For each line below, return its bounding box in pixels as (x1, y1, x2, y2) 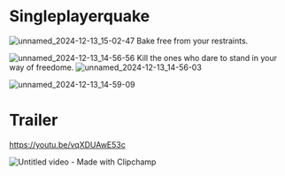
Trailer (9, 111, 58, 130)
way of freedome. (9, 62, 74, 73)
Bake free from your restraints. (136, 35, 249, 46)
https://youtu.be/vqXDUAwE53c (9, 139, 126, 149)
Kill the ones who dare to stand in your (136, 52, 277, 63)
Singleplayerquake (9, 6, 150, 27)
